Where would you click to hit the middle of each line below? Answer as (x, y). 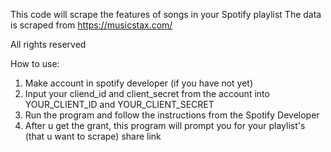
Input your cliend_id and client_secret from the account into (147, 93)
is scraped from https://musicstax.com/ (91, 25)
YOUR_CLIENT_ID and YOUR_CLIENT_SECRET (119, 104)
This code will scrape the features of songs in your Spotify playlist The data (166, 14)
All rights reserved (48, 44)
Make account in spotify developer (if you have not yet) (139, 83)
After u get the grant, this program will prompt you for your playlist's (165, 125)
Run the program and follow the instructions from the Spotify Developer (172, 115)
